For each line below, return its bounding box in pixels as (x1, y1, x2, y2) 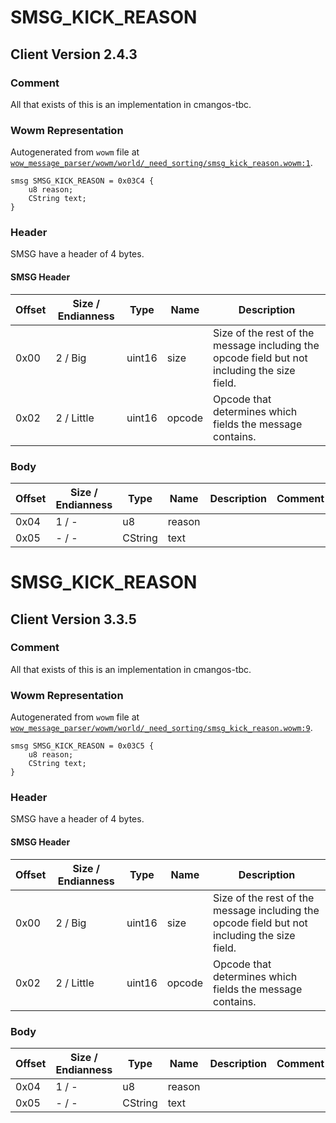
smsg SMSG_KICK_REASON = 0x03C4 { (10, 176, 155, 186)
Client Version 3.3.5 (10, 611, 137, 628)
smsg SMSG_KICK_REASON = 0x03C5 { (10, 741, 155, 751)
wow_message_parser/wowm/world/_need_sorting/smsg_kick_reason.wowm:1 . (10, 157, 313, 169)
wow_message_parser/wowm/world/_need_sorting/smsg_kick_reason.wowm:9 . (10, 722, 313, 734)
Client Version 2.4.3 (10, 46, 138, 63)
